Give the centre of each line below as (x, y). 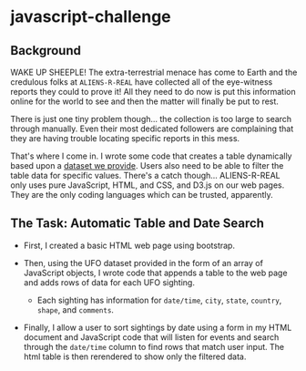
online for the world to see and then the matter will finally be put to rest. (144, 101)
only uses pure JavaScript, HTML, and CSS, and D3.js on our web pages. (148, 185)
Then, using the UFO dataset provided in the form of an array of (143, 263)
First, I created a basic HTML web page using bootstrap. (129, 245)
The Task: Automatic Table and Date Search (138, 224)
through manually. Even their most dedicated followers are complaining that (152, 129)
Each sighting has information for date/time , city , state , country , (159, 300)
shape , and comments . (76, 309)
